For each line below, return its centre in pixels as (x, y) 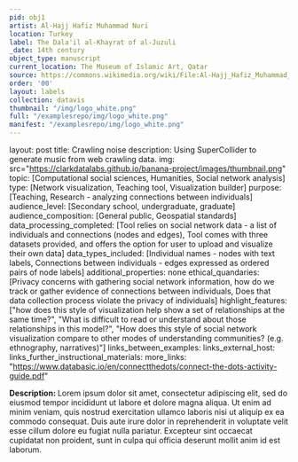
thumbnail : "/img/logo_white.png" (73, 108)
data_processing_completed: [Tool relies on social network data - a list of (143, 225)
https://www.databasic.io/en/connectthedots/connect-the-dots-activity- (145, 366)
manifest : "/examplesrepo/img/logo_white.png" (97, 125)
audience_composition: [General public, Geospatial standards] (123, 215)
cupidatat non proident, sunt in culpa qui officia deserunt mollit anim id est (145, 440)
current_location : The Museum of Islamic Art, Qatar (109, 67)
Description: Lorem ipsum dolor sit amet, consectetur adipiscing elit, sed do (149, 393)
